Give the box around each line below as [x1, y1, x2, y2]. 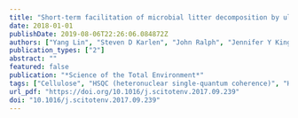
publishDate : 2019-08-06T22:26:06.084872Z [9, 29, 169, 38]
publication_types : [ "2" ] [9, 46, 105, 55]
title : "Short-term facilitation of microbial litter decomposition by [9, 12, 279, 22]
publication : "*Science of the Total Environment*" [9, 71, 204, 80]
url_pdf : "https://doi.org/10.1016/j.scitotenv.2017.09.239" [9, 87, 240, 96]
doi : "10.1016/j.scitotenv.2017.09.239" [9, 95, 161, 105]
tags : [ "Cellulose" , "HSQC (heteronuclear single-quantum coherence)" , [9, 79, 279, 88]
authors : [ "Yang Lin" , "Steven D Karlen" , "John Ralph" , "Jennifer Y [9, 37, 272, 47]
